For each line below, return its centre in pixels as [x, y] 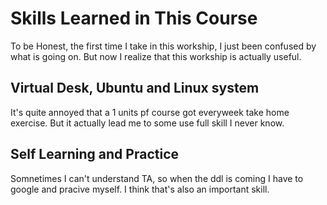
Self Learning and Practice [94, 154]
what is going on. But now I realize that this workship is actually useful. [156, 56]
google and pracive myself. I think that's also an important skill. [140, 189]
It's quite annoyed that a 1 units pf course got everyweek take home [150, 112]
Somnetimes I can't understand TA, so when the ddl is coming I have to [157, 178]
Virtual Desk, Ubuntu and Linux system [135, 88]
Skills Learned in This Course [134, 18]
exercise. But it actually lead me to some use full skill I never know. [147, 123]
